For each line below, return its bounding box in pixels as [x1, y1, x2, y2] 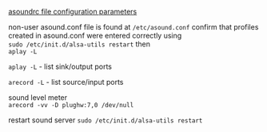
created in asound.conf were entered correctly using [8, 31, 182, 40]
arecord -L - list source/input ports [8, 78, 124, 86]
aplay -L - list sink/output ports [8, 62, 112, 71]
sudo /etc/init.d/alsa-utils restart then [8, 39, 150, 49]
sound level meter [8, 93, 68, 102]
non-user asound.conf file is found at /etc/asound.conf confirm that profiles [8, 22, 259, 31]
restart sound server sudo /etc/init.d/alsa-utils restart [8, 115, 203, 125]
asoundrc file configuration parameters [8, 7, 137, 16]
